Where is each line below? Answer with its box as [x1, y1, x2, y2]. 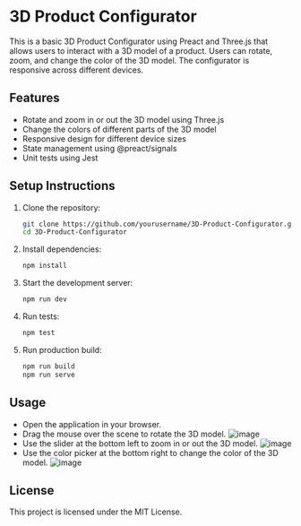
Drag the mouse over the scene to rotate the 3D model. [21, 428, 227, 439]
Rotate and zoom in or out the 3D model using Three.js [21, 114, 225, 125]
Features [9, 91, 60, 106]
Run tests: [21, 311, 60, 322]
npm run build [21, 361, 75, 371]
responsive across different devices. [9, 65, 144, 75]
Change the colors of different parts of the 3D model [21, 124, 217, 134]
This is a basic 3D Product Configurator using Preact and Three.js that [9, 36, 269, 47]
